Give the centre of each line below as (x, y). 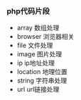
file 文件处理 (35, 45)
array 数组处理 (38, 28)
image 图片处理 (39, 54)
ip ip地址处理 (36, 63)
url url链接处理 (38, 89)
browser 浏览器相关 (45, 37)
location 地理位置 (42, 72)
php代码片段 (28, 11)
